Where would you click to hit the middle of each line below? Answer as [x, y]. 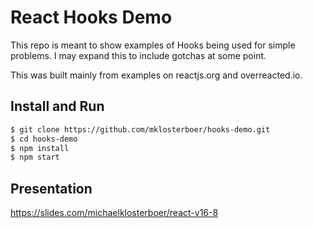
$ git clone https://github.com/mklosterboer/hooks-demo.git [140, 129]
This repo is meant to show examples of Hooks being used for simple [153, 45]
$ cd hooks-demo [44, 139]
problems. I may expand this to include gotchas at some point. [138, 55]
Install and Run [57, 106]
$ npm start [35, 157]
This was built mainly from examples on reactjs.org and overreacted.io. [156, 75]
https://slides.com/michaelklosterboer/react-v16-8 [114, 213]
